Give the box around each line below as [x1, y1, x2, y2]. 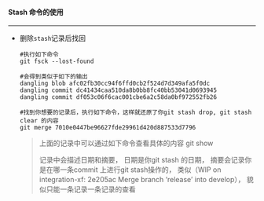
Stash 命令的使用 [8, 7, 64, 16]
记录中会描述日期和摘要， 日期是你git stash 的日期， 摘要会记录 [38, 155, 245, 165]
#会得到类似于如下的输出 [19, 73, 88, 81]
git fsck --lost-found [19, 57, 94, 66]
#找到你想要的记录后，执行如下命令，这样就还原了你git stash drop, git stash [19, 108, 252, 117]
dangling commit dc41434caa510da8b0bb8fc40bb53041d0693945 [19, 86, 218, 94]
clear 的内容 [19, 117, 59, 125]
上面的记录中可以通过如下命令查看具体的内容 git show [38, 138, 214, 148]
